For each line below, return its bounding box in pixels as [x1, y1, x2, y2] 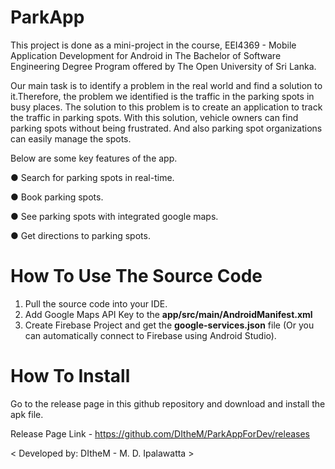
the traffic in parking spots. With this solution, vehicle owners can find [10, 111, 299, 123]
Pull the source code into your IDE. [24, 297, 168, 310]
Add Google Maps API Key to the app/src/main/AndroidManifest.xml [24, 308, 313, 320]
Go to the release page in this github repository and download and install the [10, 397, 326, 410]
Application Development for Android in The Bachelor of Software [10, 49, 282, 61]
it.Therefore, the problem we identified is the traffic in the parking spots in [10, 90, 315, 102]
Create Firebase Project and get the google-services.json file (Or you [24, 319, 315, 331]
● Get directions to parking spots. [10, 229, 151, 241]
